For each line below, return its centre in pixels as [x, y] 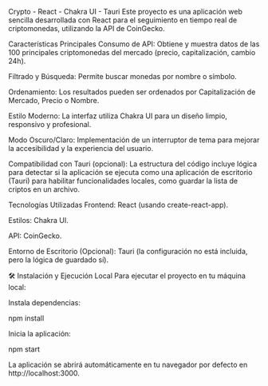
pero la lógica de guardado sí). [59, 260]
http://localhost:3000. [44, 373]
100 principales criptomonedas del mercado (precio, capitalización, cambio [132, 52]
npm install [26, 318]
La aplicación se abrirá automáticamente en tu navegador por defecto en [128, 364]
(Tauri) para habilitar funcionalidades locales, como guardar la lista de [123, 181]
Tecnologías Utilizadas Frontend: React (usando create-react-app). [118, 205]
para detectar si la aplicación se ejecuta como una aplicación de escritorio [130, 172]
